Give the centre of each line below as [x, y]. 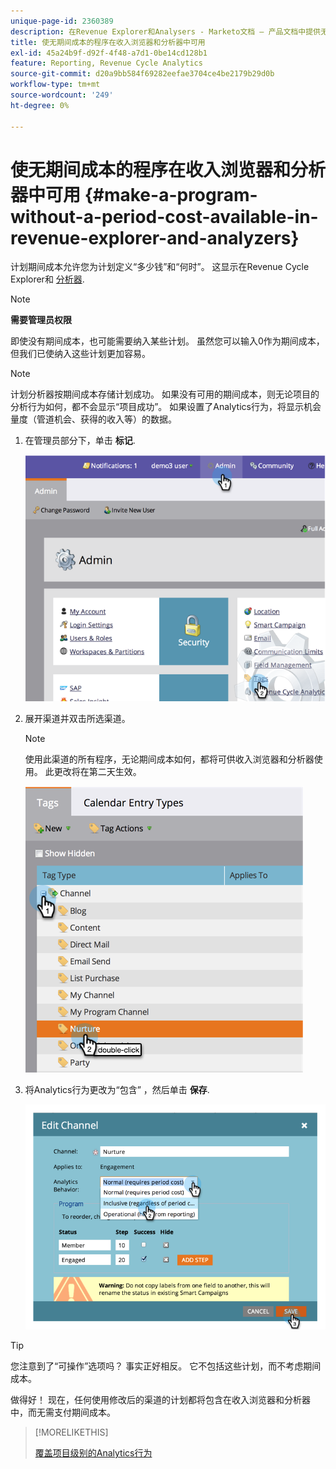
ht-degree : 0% [40, 105]
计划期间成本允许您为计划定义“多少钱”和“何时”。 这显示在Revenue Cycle [160, 267]
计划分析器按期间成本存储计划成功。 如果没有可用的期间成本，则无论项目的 [165, 394]
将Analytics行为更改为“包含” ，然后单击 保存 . [117, 1089]
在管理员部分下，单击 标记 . [80, 441]
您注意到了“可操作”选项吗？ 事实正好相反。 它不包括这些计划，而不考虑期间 [166, 1366]
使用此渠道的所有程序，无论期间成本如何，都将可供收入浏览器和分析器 [169, 759]
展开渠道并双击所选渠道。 [77, 718]
